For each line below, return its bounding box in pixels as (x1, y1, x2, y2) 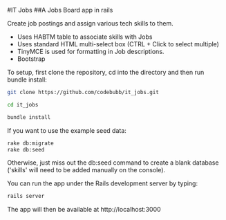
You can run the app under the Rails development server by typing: (7, 179, 198, 187)
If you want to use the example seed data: (7, 126, 126, 134)
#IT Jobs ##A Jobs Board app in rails (7, 6, 113, 14)
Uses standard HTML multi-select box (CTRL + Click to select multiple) (17, 40, 220, 48)
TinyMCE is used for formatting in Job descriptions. (17, 48, 164, 55)
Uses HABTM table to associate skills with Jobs (17, 33, 153, 41)
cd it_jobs (7, 101, 39, 108)
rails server (7, 193, 45, 200)
